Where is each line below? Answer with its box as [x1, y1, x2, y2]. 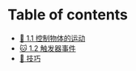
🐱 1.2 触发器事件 [19, 43, 76, 53]
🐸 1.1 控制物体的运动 [19, 33, 86, 43]
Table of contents [7, 6, 129, 24]
